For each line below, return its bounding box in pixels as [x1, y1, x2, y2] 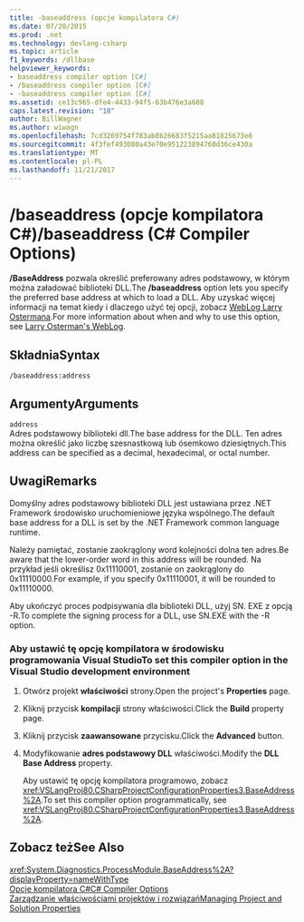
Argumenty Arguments [9, 396, 139, 411]
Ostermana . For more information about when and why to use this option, [9, 311, 280, 322]
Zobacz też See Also [9, 840, 125, 856]
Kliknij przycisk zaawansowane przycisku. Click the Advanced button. [22, 731, 285, 741]
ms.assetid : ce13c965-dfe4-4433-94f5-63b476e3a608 [9, 97, 204, 107]
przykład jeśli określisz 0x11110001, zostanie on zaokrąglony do [9, 564, 244, 574]
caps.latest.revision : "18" [9, 106, 116, 115]
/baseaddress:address [9, 371, 91, 381]
